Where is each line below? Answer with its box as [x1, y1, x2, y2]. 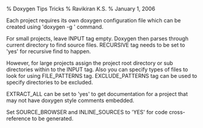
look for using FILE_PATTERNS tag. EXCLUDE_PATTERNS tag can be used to [6, 72, 198, 79]
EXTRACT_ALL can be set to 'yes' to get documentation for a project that [6, 91, 188, 97]
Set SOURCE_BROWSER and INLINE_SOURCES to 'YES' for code [6, 109, 168, 115]
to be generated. [32, 115, 74, 122]
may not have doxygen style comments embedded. [6, 97, 135, 104]
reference [6, 115, 31, 122]
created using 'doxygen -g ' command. [6, 24, 104, 30]
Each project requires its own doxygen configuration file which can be [6, 17, 181, 24]
